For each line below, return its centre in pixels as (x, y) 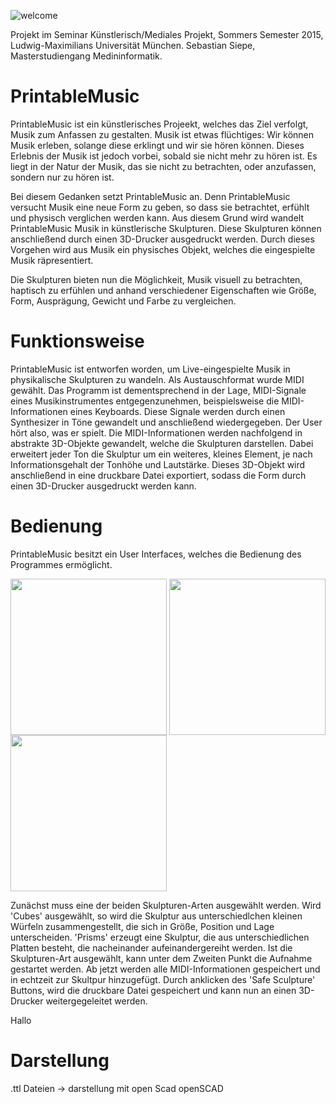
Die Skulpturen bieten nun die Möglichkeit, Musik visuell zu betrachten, (156, 279)
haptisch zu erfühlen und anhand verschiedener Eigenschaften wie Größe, (163, 290)
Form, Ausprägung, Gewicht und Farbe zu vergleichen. (123, 301)
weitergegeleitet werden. (96, 1001)
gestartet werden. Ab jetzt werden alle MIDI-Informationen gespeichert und (165, 969)
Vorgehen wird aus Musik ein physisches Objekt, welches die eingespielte (163, 249)
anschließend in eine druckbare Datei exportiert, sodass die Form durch (158, 475)
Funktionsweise (77, 341)
